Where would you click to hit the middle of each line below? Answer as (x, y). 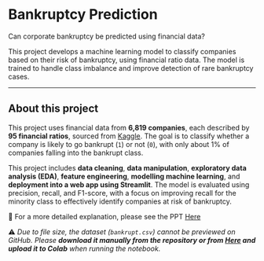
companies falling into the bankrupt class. (76, 153)
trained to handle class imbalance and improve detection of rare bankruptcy (131, 68)
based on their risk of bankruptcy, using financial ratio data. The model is (126, 60)
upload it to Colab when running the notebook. (84, 248)
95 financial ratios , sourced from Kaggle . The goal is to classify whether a (129, 136)
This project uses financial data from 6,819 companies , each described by (129, 127)
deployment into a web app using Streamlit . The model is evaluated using (129, 184)
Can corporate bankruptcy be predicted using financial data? (107, 36)
